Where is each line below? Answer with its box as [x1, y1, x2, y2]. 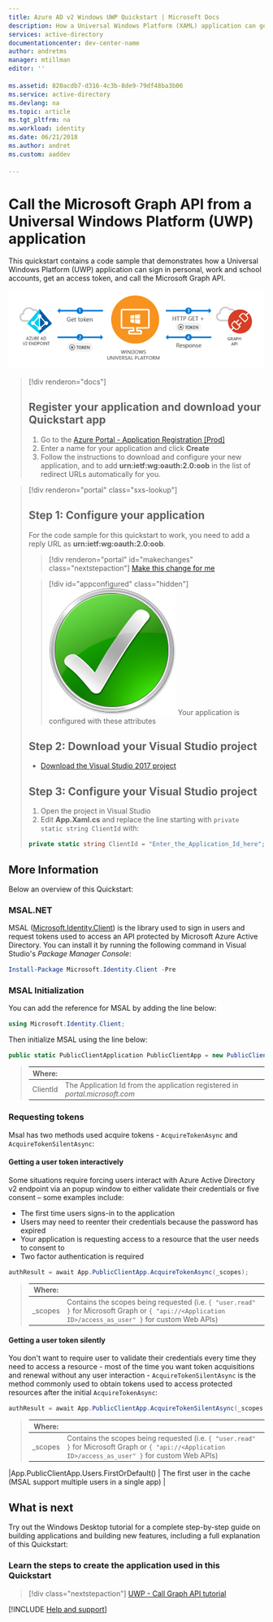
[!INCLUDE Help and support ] [8, 1604, 107, 1614]
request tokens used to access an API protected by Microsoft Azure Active [8, 931, 258, 942]
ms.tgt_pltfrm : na [8, 116, 71, 124]
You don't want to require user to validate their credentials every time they [8, 1353, 257, 1363]
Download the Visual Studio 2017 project [40, 761, 176, 771]
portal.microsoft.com [64, 1089, 136, 1099]
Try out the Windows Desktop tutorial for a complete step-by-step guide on [8, 1522, 261, 1532]
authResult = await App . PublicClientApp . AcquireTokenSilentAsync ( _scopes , [8, 1404, 267, 1413]
